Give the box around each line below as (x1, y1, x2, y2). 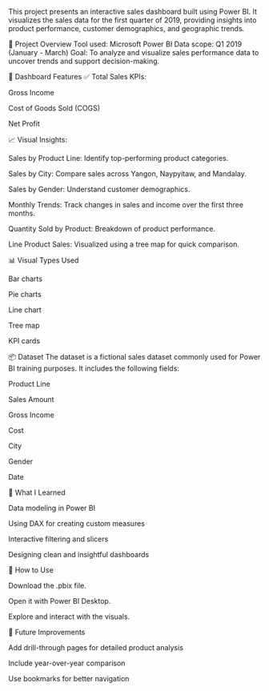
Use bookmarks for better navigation (8, 674, 130, 683)
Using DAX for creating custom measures (8, 519, 146, 528)
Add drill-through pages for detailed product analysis (8, 643, 184, 652)
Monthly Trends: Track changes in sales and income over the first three (8, 200, 244, 209)
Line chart (8, 305, 42, 315)
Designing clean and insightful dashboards (8, 550, 150, 559)
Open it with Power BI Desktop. (8, 597, 111, 605)
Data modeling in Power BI (8, 504, 96, 512)
